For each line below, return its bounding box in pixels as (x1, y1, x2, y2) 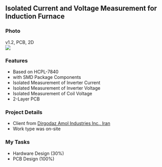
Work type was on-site (12, 126, 61, 132)
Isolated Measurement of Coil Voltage (12, 90, 92, 96)
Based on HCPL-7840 (12, 69, 59, 75)
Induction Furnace (5, 12, 65, 21)
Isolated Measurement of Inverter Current (12, 79, 101, 86)
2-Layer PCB (12, 96, 40, 102)
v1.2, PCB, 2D (5, 39, 34, 45)
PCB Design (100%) (12, 156, 55, 162)
